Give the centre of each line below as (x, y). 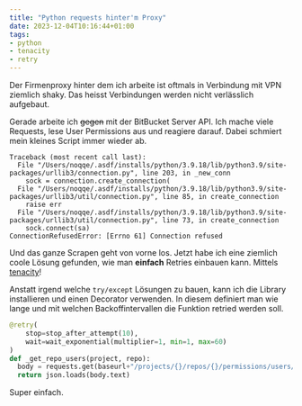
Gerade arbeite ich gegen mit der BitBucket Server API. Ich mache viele (142, 122)
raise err (44, 204)
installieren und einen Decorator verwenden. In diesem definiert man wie (144, 299)
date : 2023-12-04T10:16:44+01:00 (72, 26)
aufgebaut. (30, 104)
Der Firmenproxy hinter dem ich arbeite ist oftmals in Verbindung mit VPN (145, 85)
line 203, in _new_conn (187, 173)
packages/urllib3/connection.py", (74, 173)
